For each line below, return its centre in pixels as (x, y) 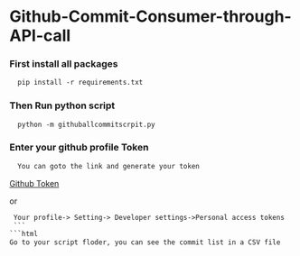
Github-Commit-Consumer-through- (150, 17)
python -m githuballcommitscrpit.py (86, 124)
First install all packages (64, 64)
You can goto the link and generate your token (109, 166)
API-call (40, 36)
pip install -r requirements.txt (80, 83)
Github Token (34, 183)
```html (24, 234)
